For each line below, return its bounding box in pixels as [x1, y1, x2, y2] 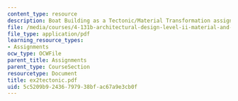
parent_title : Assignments [7, 57, 87, 64]
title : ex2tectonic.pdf [7, 76, 78, 84]
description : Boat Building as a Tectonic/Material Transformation [7, 17, 211, 24]
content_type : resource [7, 10, 78, 18]
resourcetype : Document [7, 70, 78, 77]
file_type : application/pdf [7, 30, 91, 38]
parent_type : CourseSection [7, 63, 91, 70]
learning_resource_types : [7, 37, 84, 44]
